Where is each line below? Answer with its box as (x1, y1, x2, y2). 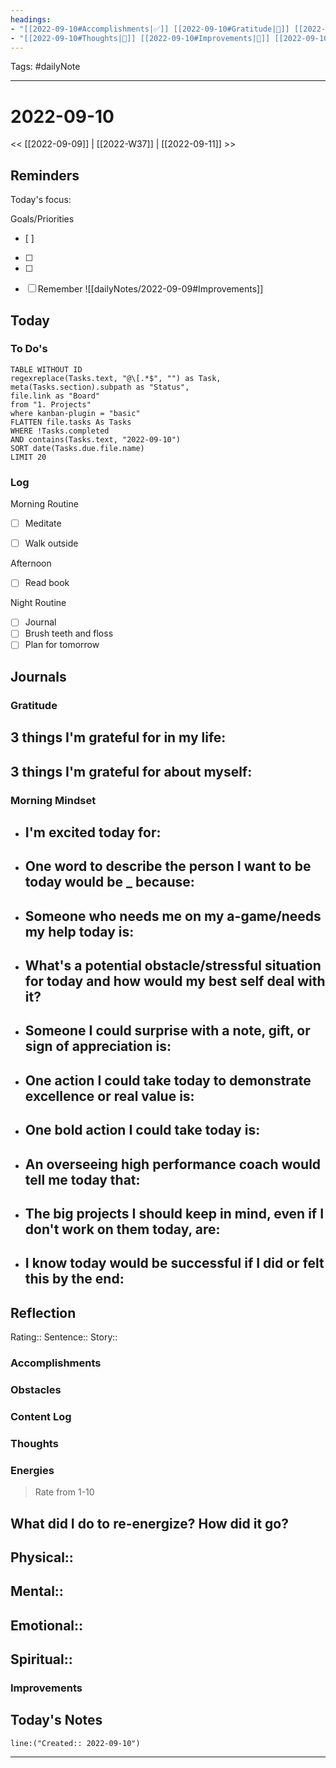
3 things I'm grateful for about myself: (10, 763, 253, 780)
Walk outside (24, 537, 79, 550)
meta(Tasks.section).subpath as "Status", (10, 382, 190, 392)
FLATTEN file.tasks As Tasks (10, 417, 132, 427)
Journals (10, 668, 67, 685)
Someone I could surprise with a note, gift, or (24, 1022, 311, 1040)
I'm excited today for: (24, 824, 162, 841)
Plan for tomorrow (24, 639, 100, 651)
